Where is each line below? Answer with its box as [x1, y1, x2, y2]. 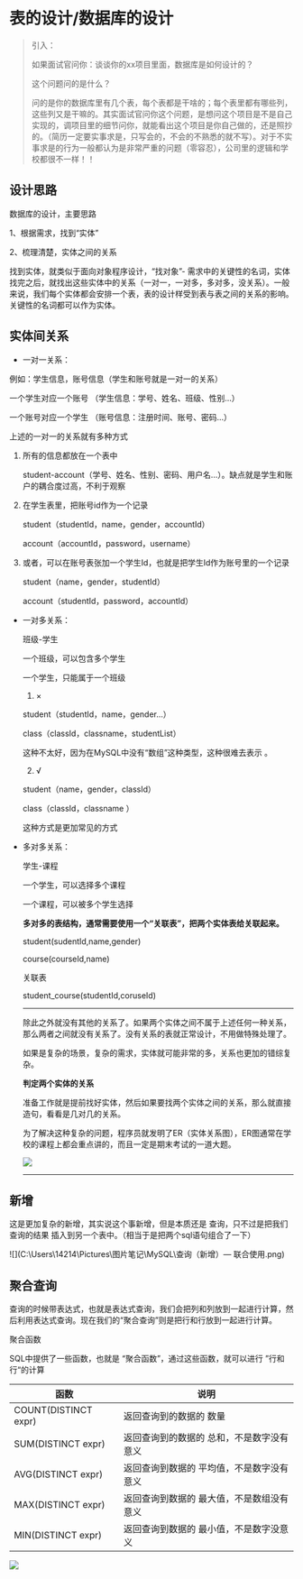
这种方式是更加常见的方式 [22, 822, 118, 832]
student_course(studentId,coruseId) [22, 989, 156, 1001]
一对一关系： [22, 353, 70, 365]
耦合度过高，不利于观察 [38, 480, 126, 491]
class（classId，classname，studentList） [22, 728, 181, 739]
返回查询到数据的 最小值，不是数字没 [123, 1523, 280, 1536]
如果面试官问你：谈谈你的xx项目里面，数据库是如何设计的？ [31, 59, 254, 69]
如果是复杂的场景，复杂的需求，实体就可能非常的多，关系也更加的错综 [22, 1047, 284, 1058]
